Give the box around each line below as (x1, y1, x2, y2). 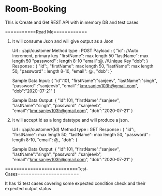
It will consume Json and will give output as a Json (12, 38, 114, 44)
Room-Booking (5, 3, 67, 15)
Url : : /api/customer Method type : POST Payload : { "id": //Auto (12, 48, 139, 53)
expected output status (5, 185, 52, 191)
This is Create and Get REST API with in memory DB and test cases (5, 19, 139, 25)
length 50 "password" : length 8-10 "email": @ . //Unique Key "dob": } (12, 58, 148, 64)
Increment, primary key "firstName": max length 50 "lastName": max (12, 52, 149, 59)
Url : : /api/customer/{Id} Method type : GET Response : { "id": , (12, 126, 136, 132)
